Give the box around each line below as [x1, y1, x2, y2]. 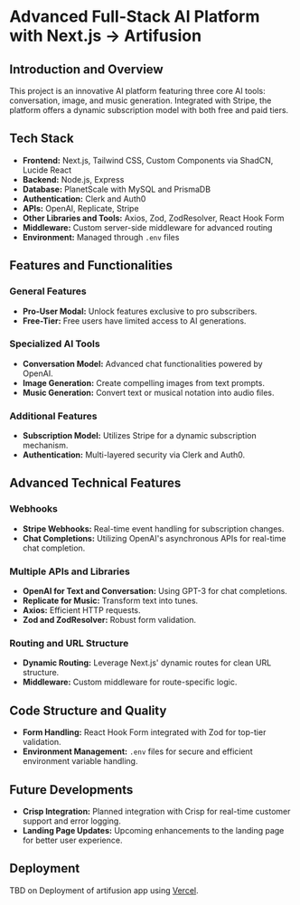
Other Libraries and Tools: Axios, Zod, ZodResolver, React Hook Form [22, 212, 285, 223]
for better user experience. [22, 834, 123, 845]
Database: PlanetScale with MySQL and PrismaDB [22, 184, 211, 194]
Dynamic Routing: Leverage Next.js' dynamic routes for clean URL [22, 657, 272, 668]
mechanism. [22, 440, 69, 451]
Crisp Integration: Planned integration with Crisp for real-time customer [22, 806, 291, 816]
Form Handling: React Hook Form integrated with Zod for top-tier [22, 727, 267, 738]
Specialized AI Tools [9, 337, 101, 350]
